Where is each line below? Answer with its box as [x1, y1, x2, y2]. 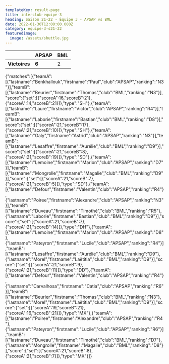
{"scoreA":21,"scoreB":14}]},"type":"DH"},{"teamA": [5, 224, 112, 230]
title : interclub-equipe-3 [5, 12, 62, 17]
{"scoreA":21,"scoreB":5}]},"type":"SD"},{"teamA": [5, 181, 109, 187]
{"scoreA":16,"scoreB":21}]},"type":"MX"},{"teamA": [5, 310, 112, 316]
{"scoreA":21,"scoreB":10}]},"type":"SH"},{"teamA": [5, 127, 112, 133]
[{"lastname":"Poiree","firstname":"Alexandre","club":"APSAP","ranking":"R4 [5, 315, 163, 321]
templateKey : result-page [5, 7, 60, 13]
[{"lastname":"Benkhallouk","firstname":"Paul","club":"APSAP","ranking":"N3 [5, 78, 164, 85]
